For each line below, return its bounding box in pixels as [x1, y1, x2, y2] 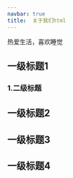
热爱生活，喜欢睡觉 [7, 37, 63, 46]
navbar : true [7, 10, 46, 18]
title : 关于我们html [7, 17, 67, 24]
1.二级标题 [7, 83, 42, 93]
